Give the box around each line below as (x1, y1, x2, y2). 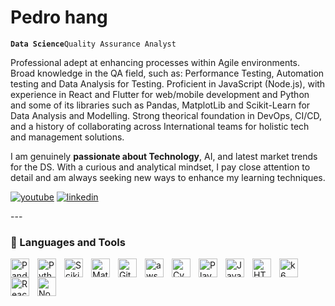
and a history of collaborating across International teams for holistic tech (10, 120, 310, 132)
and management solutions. (10, 131, 125, 143)
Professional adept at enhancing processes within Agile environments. (10, 56, 301, 68)
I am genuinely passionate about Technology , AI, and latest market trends (10, 150, 318, 162)
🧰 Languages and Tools (10, 235, 126, 249)
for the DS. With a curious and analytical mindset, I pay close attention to (10, 161, 311, 173)
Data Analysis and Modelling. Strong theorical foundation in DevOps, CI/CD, (10, 109, 322, 121)
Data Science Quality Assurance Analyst (10, 39, 177, 49)
